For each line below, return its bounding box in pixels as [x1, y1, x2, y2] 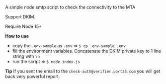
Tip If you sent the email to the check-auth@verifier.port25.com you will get [5, 68, 161, 74]
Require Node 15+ [5, 23, 42, 29]
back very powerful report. [5, 74, 60, 79]
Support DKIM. [5, 14, 36, 19]
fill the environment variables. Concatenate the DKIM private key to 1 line [12, 48, 162, 54]
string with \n [12, 53, 40, 59]
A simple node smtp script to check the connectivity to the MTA [5, 4, 136, 10]
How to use [5, 33, 29, 39]
